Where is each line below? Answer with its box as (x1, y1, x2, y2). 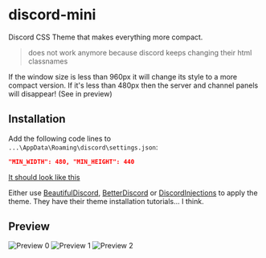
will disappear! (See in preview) (8, 88, 113, 98)
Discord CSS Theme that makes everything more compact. (8, 32, 203, 42)
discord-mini (8, 6, 96, 24)
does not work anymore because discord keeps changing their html (27, 47, 252, 57)
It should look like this (8, 172, 80, 182)
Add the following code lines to (8, 133, 111, 143)
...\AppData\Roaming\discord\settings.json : (8, 142, 158, 152)
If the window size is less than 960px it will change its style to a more (8, 72, 238, 81)
